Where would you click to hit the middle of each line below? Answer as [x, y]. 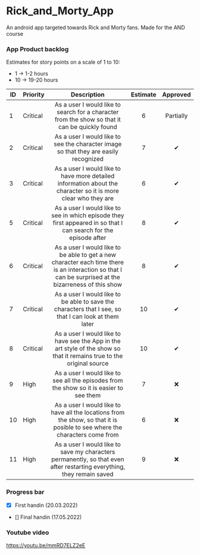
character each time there [87, 262]
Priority [34, 95]
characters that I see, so [88, 309]
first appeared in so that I [88, 223]
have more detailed [88, 176]
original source [88, 363]
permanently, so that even [88, 459]
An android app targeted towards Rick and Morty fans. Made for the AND [96, 27]
